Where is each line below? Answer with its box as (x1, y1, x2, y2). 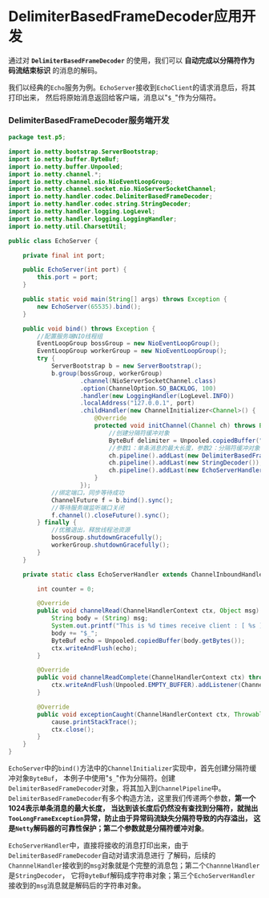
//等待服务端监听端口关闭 (50, 503, 125, 512)
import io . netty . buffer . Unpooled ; (8, 162, 124, 171)
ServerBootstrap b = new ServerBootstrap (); (50, 362, 203, 370)
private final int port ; (22, 251, 106, 259)
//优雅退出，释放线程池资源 (50, 526, 130, 534)
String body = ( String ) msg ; (50, 615, 149, 623)
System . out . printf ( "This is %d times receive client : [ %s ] (50, 622, 263, 630)
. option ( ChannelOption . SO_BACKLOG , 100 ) (79, 384, 217, 392)
